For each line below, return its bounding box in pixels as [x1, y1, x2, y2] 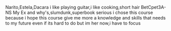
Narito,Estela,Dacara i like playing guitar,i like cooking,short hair [5, 4, 140, 10]
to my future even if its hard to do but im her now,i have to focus [5, 20, 141, 26]
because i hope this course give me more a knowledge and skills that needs [5, 15, 166, 20]
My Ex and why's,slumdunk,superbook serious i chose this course [12, 9, 153, 15]
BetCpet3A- [141, 4, 166, 10]
